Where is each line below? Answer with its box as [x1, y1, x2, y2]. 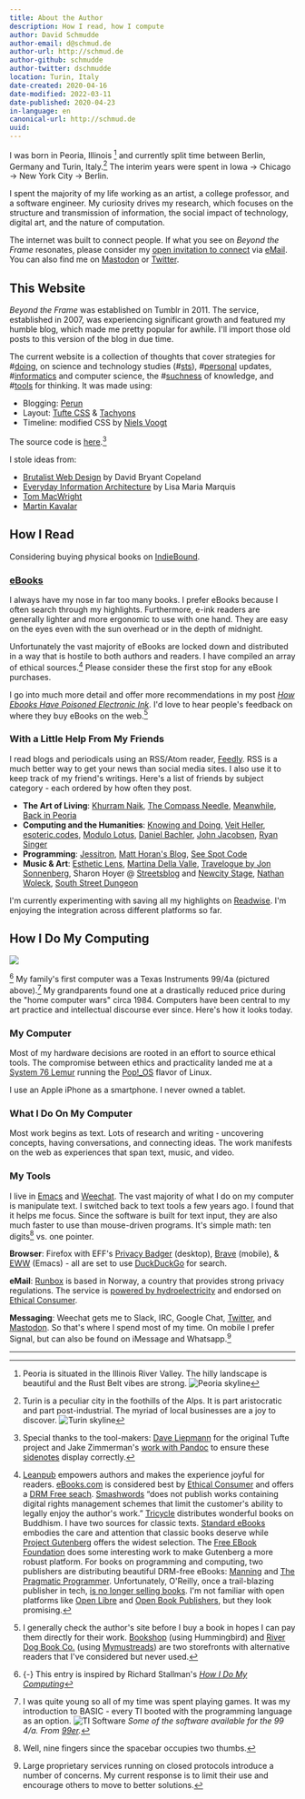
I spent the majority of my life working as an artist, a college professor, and [9, 188, 290, 199]
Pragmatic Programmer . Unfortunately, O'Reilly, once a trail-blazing [22, 1575, 274, 1586]
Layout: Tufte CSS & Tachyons [22, 407, 136, 418]
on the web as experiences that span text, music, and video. [9, 1147, 235, 1158]
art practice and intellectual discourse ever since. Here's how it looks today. [9, 1004, 293, 1015]
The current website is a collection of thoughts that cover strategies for [9, 351, 276, 362]
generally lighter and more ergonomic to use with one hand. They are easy [9, 613, 289, 624]
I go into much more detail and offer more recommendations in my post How [9, 688, 295, 700]
